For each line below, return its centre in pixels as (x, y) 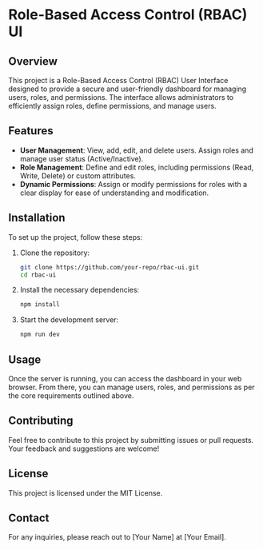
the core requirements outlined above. (71, 395)
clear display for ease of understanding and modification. (114, 193)
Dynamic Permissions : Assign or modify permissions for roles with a (133, 184)
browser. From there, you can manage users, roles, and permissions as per (131, 387)
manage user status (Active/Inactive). (82, 158)
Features (31, 131)
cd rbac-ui (38, 275)
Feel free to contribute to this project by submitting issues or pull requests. (131, 440)
